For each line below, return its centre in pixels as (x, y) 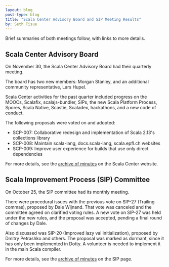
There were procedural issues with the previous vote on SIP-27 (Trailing (80, 202)
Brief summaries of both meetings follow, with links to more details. (75, 38)
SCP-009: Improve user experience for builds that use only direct (80, 149)
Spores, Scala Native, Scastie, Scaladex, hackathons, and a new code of (81, 108)
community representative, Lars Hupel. (46, 87)
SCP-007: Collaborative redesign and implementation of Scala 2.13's (84, 132)
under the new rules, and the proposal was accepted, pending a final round (84, 217)
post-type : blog (22, 15)
